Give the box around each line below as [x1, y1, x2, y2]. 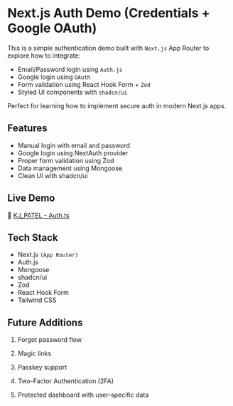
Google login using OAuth [17, 73, 91, 81]
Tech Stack [7, 231, 58, 244]
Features [7, 123, 48, 135]
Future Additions [7, 316, 83, 328]
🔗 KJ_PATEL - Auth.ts [7, 211, 70, 219]
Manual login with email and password [17, 141, 130, 150]
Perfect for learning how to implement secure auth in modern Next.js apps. [7, 101, 227, 110]
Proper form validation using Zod [17, 156, 115, 165]
